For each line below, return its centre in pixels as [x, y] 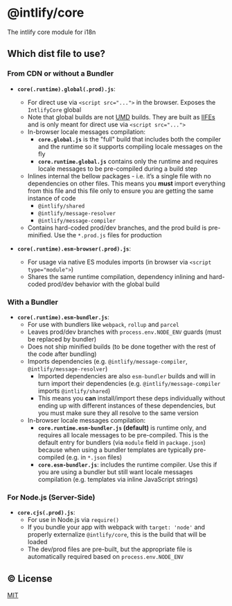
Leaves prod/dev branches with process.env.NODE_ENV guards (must [124, 332]
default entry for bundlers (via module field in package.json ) [122, 442]
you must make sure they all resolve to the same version [118, 413]
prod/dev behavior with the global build [104, 284]
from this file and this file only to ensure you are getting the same [121, 191]
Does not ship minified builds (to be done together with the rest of [122, 346]
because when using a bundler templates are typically [115, 450]
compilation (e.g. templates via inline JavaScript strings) [118, 479]
